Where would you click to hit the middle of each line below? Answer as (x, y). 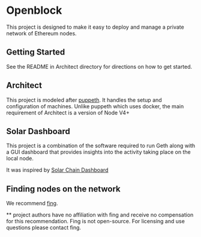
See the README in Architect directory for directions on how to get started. (99, 66)
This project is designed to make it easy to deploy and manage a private (95, 27)
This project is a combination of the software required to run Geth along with (101, 146)
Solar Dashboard (38, 131)
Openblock (34, 10)
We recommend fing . (32, 203)
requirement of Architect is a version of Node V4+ (68, 113)
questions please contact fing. (44, 227)
